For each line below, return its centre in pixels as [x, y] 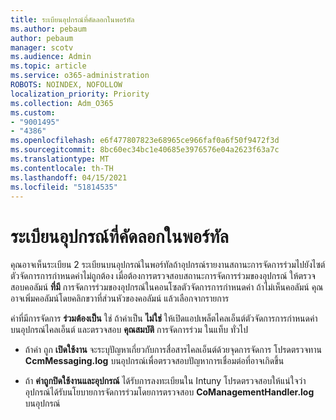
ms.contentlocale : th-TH [62, 168]
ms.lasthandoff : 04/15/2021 [69, 177]
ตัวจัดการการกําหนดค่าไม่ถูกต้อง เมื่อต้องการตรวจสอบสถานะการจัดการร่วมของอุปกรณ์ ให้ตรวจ [163, 276]
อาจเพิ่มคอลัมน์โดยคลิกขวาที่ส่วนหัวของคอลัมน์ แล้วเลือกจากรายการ [120, 298]
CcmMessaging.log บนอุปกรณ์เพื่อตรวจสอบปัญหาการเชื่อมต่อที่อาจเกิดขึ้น [154, 361]
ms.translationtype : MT [60, 159]
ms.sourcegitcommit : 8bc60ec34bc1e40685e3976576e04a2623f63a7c [145, 150]
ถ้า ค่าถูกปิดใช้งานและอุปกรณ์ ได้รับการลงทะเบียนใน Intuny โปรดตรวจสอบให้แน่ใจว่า [165, 381]
